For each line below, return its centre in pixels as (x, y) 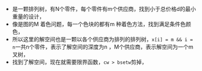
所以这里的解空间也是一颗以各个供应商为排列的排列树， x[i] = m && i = (103, 39)
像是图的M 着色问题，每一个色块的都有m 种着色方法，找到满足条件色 (99, 24)
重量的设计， (28, 16)
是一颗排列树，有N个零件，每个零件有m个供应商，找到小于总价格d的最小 (104, 9)
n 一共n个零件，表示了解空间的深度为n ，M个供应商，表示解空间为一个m (103, 47)
